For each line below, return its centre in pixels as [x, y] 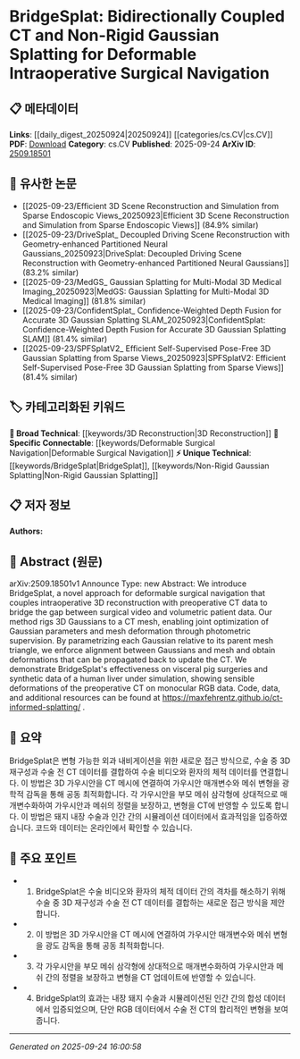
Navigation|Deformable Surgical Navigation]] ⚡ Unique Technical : [130, 452]
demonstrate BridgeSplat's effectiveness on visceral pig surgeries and [138, 669]
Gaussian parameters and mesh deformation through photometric [130, 631]
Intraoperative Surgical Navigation [139, 74]
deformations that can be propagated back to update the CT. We [128, 660]
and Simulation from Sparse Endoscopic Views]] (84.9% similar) [140, 224]
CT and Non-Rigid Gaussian [114, 35]
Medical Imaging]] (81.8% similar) [84, 300]
